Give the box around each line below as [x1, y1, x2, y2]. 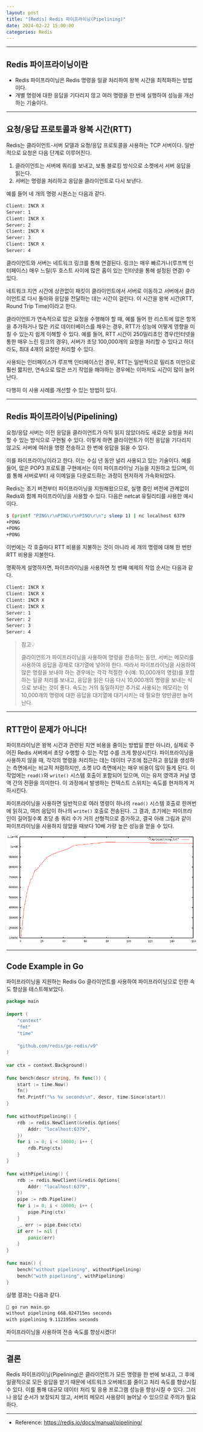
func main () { [6, 1260, 42, 1267]
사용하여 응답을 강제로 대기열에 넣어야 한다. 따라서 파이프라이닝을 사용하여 [21, 661, 196, 668]
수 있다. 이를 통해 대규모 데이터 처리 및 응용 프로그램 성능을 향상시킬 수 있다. [6, 1385, 185, 1393]
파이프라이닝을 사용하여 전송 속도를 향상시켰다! [6, 1328, 117, 1336]
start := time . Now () [17, 1081, 69, 1087]
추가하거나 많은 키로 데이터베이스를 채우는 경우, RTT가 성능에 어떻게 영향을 [12, 323, 189, 330]
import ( [6, 1011, 28, 1017]
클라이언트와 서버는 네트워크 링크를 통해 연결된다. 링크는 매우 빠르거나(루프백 [6, 259, 187, 266]
